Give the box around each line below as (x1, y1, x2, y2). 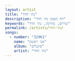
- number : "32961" (9, 35, 48, 40)
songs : (5, 30, 19, 35)
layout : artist (5, 7, 36, 12)
